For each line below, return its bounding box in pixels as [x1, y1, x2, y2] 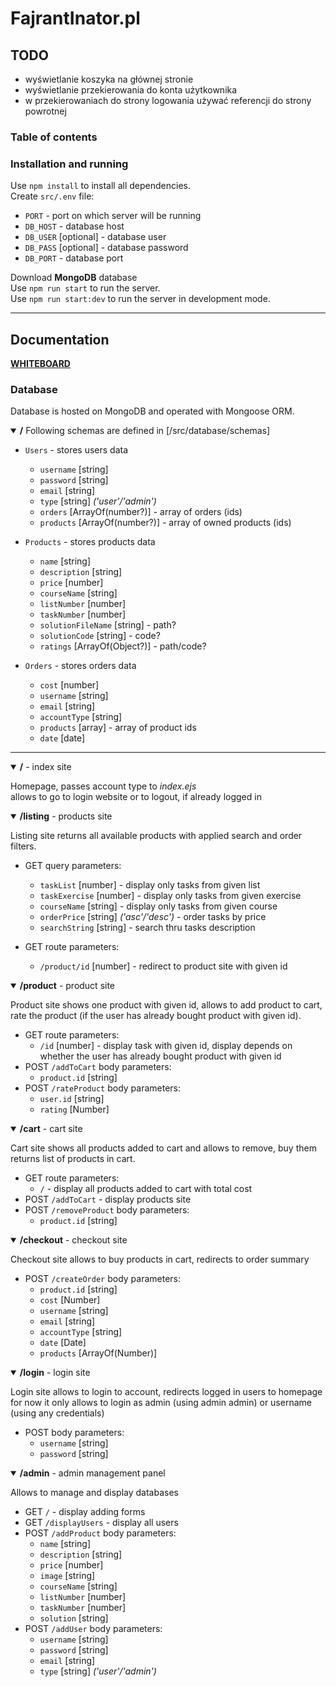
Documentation [10, 331, 110, 348]
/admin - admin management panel [19, 1467, 166, 1479]
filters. [10, 840, 37, 852]
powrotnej [24, 105, 67, 117]
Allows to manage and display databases [10, 1487, 179, 1499]
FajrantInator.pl [10, 7, 141, 30]
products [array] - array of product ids [39, 722, 197, 734]
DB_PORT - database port [24, 252, 124, 264]
